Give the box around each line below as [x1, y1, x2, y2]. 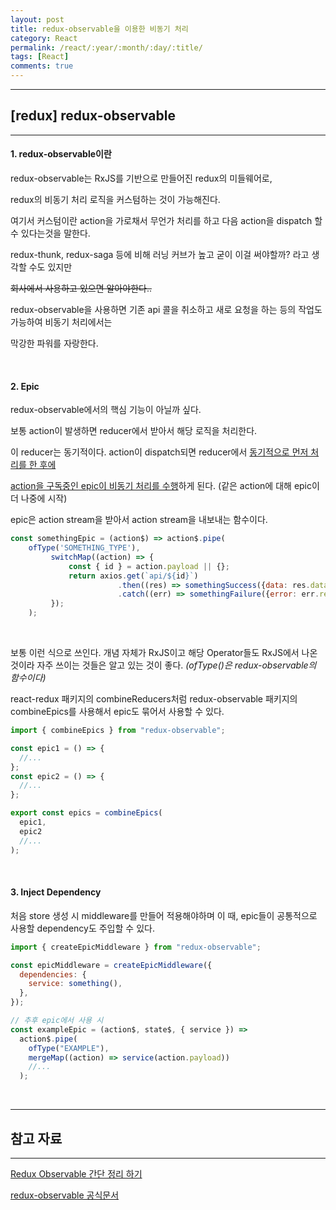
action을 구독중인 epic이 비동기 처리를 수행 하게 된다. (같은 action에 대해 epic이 [10, 480, 320, 492]
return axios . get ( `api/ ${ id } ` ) [68, 571, 199, 581]
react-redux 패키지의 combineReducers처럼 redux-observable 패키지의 [10, 693, 298, 705]
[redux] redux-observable [10, 107, 176, 125]
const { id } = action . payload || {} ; [68, 561, 230, 571]
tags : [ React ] [10, 52, 70, 62]
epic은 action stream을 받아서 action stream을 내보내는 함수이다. [10, 514, 268, 526]
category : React [10, 33, 78, 43]
